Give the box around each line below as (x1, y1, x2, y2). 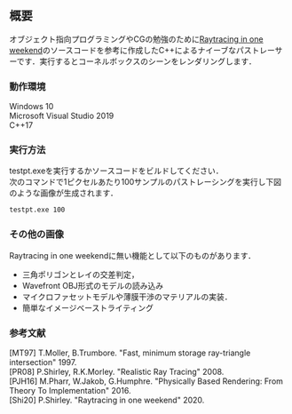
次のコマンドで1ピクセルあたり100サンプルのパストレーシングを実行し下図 (9, 177, 282, 187)
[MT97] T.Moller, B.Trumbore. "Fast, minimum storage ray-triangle (9, 347, 251, 358)
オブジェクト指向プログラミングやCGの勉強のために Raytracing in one (9, 34, 264, 44)
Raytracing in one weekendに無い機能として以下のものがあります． (9, 250, 256, 260)
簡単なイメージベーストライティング (21, 302, 154, 313)
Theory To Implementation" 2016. (9, 385, 131, 395)
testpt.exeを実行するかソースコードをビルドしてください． (9, 165, 224, 176)
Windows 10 (9, 101, 54, 112)
